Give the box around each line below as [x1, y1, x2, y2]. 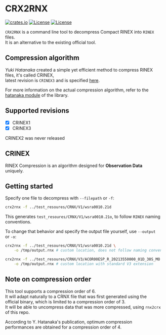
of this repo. [5, 309, 30, 315]
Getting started [5, 182, 53, 190]
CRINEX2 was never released [5, 135, 65, 141]
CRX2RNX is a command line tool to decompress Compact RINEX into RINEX [5, 29, 154, 35]
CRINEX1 [12, 120, 31, 126]
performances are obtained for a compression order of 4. [5, 324, 122, 330]
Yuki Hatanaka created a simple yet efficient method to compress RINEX [5, 67, 153, 73]
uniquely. [5, 167, 24, 173]
